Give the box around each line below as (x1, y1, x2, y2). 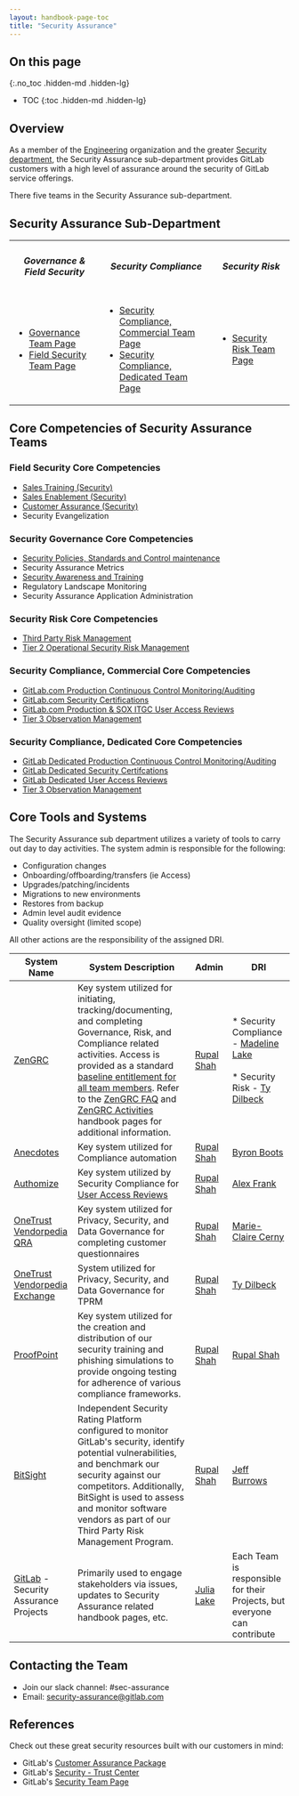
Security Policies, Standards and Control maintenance (21, 553, 221, 563)
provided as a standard (77, 1059, 174, 1072)
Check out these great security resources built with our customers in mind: (9, 1741, 284, 1752)
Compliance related (77, 1037, 159, 1049)
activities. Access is (77, 1048, 160, 1060)
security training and (77, 1343, 165, 1355)
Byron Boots (231, 1145, 284, 1158)
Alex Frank (231, 1177, 277, 1189)
